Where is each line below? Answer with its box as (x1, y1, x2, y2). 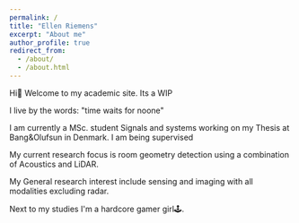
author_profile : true (9, 38, 91, 47)
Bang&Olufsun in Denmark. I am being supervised (9, 132, 194, 142)
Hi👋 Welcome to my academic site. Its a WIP (9, 87, 173, 99)
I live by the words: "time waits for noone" (9, 105, 164, 116)
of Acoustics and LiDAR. (9, 159, 99, 169)
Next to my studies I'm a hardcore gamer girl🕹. (9, 203, 185, 214)
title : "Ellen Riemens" (9, 21, 99, 30)
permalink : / (9, 13, 58, 22)
